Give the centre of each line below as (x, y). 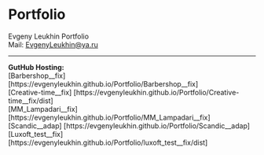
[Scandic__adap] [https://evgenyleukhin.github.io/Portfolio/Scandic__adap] (129, 125)
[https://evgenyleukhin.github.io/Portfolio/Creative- (156, 92)
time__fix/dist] (31, 101)
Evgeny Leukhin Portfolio (48, 36)
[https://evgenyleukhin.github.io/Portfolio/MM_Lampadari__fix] (109, 117)
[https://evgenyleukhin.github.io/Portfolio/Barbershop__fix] (103, 83)
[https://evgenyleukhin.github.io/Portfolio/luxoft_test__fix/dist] (108, 142)
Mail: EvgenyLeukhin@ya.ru (53, 44)
